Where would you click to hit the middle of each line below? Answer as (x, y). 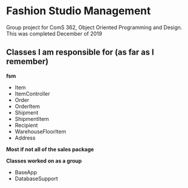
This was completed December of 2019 (54, 33)
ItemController (32, 94)
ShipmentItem (32, 119)
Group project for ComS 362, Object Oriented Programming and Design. (94, 27)
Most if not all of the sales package (50, 149)
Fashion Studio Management (79, 11)
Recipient (26, 125)
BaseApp (26, 172)
